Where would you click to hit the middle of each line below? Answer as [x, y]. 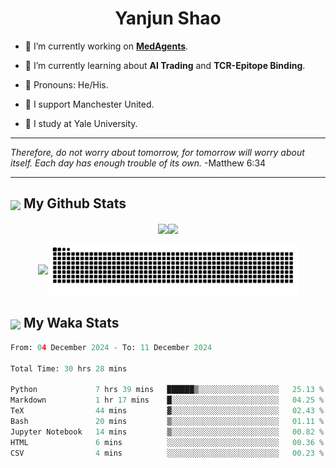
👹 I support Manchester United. [89, 104]
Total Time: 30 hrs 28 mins [69, 368]
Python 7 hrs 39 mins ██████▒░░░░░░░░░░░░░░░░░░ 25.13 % [167, 390]
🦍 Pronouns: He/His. [66, 84]
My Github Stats [75, 203]
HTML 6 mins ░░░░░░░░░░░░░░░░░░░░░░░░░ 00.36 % [167, 442]
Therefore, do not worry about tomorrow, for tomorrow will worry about [157, 152]
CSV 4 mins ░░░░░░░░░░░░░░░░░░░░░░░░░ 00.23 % [167, 453]
